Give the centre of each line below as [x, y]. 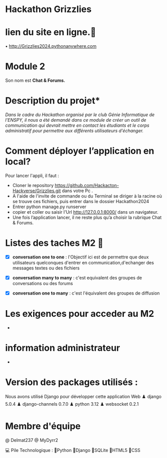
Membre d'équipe [43, 426]
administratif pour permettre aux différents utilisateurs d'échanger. [74, 131]
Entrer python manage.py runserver [49, 207]
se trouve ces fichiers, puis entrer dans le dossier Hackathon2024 [81, 201]
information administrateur [63, 348]
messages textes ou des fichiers [46, 268]
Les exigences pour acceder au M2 [80, 314]
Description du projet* [53, 101]
